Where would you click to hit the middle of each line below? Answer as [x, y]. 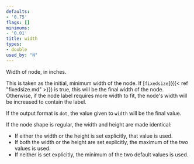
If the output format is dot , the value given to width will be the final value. [94, 113]
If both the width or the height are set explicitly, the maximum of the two [101, 142]
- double [17, 50]
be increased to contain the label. [46, 102]
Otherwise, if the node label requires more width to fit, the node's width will [97, 95]
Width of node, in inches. [36, 71]
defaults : [18, 11]
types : [14, 45]
